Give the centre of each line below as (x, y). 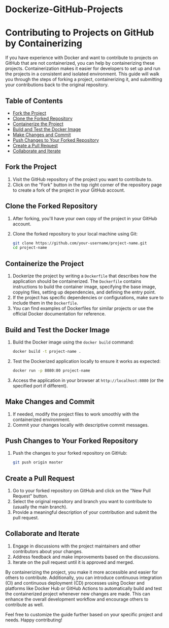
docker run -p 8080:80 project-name (51, 371)
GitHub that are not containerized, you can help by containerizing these (80, 63)
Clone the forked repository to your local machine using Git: (75, 233)
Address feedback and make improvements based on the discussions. (86, 557)
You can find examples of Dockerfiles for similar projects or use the (83, 308)
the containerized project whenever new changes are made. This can (78, 594)
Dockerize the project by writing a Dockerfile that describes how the (84, 276)
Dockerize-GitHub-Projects (64, 9)
